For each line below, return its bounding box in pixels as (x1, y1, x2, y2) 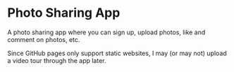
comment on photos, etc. (7, 35, 80, 43)
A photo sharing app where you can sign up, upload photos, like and (7, 28, 206, 36)
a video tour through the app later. (7, 56, 107, 64)
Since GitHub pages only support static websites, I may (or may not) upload (7, 49, 227, 57)
